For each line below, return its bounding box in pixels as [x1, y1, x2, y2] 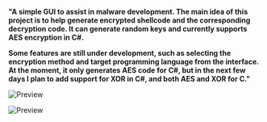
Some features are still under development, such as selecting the [8, 48, 232, 57]
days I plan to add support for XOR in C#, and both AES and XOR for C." [8, 74, 251, 83]
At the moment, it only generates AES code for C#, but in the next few [8, 65, 246, 75]
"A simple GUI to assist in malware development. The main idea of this [8, 7, 248, 16]
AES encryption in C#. [8, 32, 85, 42]
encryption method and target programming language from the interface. [8, 57, 260, 66]
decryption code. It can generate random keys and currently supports [8, 24, 248, 33]
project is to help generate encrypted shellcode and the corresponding [8, 15, 251, 25]
